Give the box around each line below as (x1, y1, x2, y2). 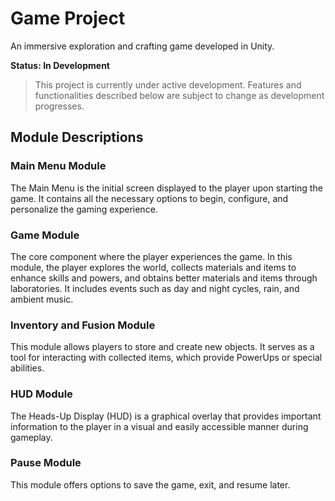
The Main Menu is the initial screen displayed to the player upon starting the (10, 182, 323, 194)
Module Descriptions (10, 129, 144, 146)
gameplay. (10, 431, 53, 443)
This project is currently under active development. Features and (34, 78, 302, 91)
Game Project (10, 7, 126, 30)
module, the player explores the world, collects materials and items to (10, 261, 297, 273)
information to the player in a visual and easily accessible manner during (10, 420, 309, 432)
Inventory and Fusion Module (10, 318, 156, 332)
